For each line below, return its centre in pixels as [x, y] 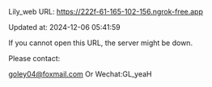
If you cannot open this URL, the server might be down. [100, 43]
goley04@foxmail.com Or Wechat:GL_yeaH [80, 74]
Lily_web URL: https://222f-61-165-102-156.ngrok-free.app [106, 12]
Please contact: [34, 58]
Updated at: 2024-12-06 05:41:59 [64, 27]
